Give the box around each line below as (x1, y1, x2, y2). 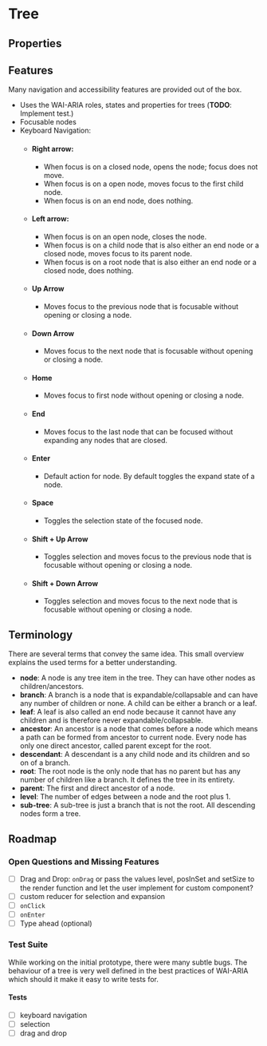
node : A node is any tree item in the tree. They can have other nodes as (19, 673, 256, 683)
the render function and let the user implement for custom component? (19, 883, 253, 893)
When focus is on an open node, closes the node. (43, 232, 207, 241)
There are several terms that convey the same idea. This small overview (8, 649, 245, 659)
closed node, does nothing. (43, 265, 134, 275)
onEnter (19, 911, 45, 919)
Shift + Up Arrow (31, 534, 88, 544)
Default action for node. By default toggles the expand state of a (43, 471, 255, 481)
